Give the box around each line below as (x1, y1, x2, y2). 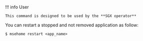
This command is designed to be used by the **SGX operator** (5, 14, 137, 19)
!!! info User (5, 4, 29, 10)
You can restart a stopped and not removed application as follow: (5, 22, 139, 28)
